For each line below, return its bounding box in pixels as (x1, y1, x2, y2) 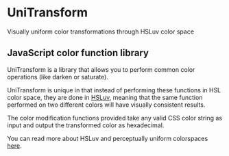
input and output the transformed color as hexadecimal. (7, 121, 165, 129)
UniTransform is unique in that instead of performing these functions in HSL (7, 86, 221, 94)
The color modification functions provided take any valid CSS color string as (7, 114, 223, 122)
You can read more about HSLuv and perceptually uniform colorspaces (7, 134, 208, 142)
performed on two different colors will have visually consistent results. (7, 101, 206, 109)
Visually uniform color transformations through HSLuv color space (7, 27, 194, 36)
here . (7, 142, 22, 150)
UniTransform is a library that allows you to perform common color (7, 65, 195, 73)
